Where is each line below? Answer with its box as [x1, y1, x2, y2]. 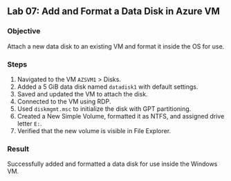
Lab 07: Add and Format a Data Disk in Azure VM [7, 6, 220, 17]
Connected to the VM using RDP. [17, 97, 111, 105]
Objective [7, 26, 41, 36]
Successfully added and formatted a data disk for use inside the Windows [7, 160, 218, 169]
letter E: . [17, 119, 43, 128]
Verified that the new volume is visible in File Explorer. [17, 126, 172, 135]
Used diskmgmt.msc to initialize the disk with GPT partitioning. [17, 104, 192, 113]
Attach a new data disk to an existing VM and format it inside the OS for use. [7, 42, 225, 51]
